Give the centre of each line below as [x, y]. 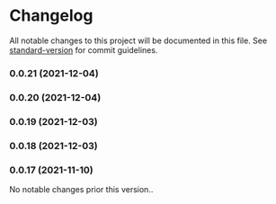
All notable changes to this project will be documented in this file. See [138, 40]
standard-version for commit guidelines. [84, 49]
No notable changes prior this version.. [81, 189]
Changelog [51, 16]
